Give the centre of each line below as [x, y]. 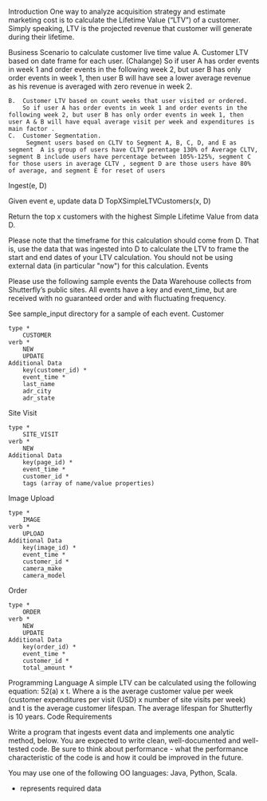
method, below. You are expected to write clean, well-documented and [124, 740]
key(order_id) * [50, 647]
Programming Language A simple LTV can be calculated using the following [132, 683]
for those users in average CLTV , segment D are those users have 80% [130, 164]
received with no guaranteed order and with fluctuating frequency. [118, 298]
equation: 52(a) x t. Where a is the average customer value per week [121, 691]
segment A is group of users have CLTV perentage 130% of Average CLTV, [133, 150]
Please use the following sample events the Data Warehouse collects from [130, 281]
